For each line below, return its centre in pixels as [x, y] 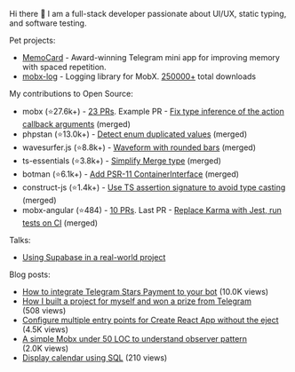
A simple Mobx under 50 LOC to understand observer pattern [134, 339]
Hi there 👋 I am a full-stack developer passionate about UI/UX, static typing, [148, 14]
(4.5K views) [45, 329]
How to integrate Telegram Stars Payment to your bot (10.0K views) [145, 292]
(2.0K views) [45, 348]
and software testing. [48, 23]
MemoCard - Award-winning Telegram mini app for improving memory [151, 57]
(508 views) [44, 310]
